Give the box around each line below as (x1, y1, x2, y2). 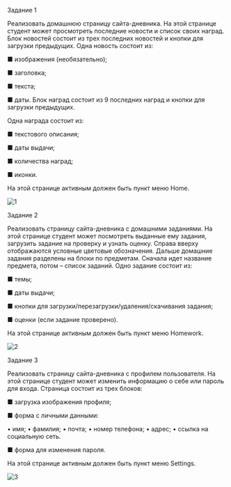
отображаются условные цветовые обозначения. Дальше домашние (7, 247, 214, 255)
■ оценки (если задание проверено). (7, 316, 118, 323)
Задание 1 (7, 6, 37, 14)
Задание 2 (7, 211, 38, 219)
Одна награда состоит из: (7, 116, 84, 125)
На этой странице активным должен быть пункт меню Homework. (7, 329, 204, 337)
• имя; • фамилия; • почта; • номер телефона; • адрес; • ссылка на (7, 425, 209, 433)
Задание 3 (7, 356, 38, 364)
